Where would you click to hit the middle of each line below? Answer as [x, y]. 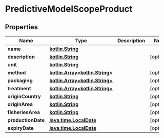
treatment [19, 89]
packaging [20, 80]
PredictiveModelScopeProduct [69, 9]
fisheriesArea [24, 112]
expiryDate [21, 128]
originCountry [24, 96]
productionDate [26, 120]
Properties [21, 27]
